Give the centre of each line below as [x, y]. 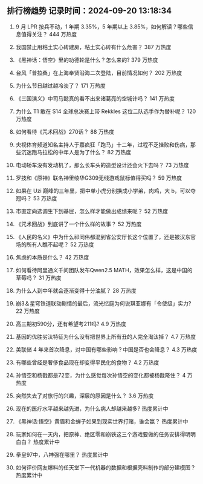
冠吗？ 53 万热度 [36, 198]
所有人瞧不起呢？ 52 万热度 [60, 244]
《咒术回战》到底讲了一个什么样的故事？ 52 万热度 [79, 224]
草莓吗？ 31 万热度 [39, 278]
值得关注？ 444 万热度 [49, 34]
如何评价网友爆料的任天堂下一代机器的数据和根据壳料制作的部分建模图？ [105, 467]
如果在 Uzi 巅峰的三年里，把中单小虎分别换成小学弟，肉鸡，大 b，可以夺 [105, 191]
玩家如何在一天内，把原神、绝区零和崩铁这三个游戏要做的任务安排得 [100, 434]
